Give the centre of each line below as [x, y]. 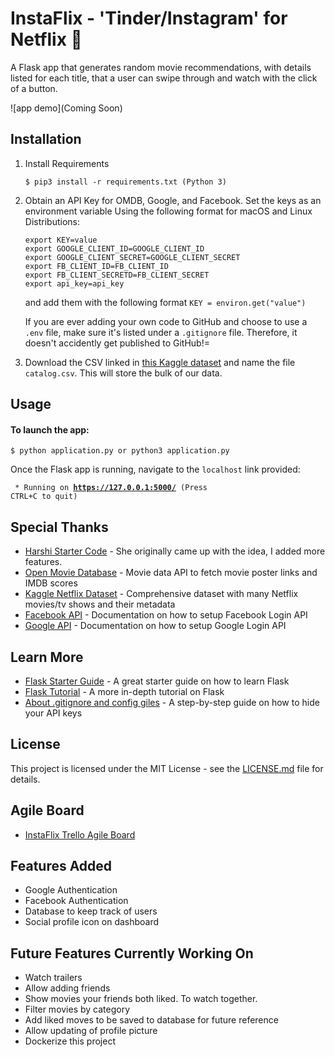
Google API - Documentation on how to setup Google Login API [155, 626]
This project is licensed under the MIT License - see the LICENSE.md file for [167, 768]
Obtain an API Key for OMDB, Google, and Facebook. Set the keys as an [173, 200]
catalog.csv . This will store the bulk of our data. [123, 373]
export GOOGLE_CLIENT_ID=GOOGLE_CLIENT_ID [114, 248]
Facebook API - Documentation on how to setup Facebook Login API [166, 615]
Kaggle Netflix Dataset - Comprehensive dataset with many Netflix [161, 594]
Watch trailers [53, 978]
